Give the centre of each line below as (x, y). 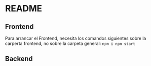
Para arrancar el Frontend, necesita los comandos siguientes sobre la (76, 38)
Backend (19, 59)
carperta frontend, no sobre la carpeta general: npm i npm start (70, 44)
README (24, 9)
